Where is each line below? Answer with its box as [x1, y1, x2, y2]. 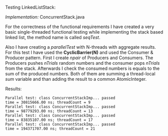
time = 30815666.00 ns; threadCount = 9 [5, 100, 91, 105]
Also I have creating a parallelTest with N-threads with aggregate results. [5, 44, 156, 50]
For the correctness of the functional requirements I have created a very [5, 24, 154, 30]
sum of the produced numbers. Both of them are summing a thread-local [5, 71, 155, 77]
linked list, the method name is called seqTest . [5, 35, 100, 40]
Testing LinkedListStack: [5, 5, 56, 10]
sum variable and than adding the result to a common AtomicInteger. [5, 76, 147, 82]
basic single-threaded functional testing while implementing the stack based [5, 29, 163, 35]
